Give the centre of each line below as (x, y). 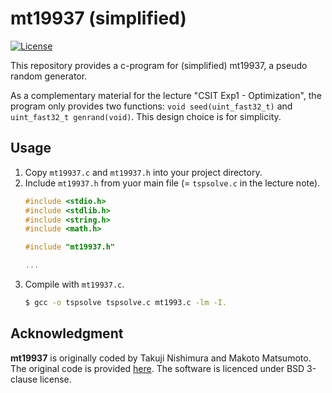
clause (24, 379)
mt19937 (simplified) (98, 18)
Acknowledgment (67, 333)
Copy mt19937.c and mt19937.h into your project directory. (143, 172)
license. (55, 379)
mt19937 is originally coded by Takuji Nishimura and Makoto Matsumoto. (161, 358)
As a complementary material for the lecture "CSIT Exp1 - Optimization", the (166, 95)
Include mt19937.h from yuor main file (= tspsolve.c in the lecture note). (172, 183)
